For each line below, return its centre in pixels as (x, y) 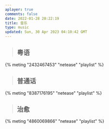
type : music (17, 28)
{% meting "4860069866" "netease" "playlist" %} (55, 121)
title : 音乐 (16, 23)
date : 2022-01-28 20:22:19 (32, 18)
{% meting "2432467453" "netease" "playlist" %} (54, 64)
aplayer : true (19, 9)
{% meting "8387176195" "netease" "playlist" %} (54, 93)
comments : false (21, 14)
